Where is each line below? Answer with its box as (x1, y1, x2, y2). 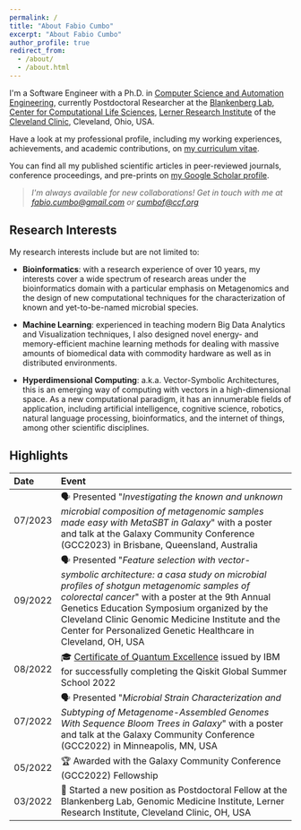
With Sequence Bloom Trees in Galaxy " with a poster (61, 717, 284, 730)
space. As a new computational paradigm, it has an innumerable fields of (21, 393, 292, 404)
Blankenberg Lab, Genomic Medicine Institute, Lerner (61, 794, 285, 807)
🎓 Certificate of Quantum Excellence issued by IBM (61, 650, 280, 663)
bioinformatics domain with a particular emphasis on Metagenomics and (21, 283, 289, 294)
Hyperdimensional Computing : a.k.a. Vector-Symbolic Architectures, (21, 374, 279, 385)
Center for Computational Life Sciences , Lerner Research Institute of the (9, 107, 276, 117)
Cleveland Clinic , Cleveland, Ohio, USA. (9, 116, 155, 126)
